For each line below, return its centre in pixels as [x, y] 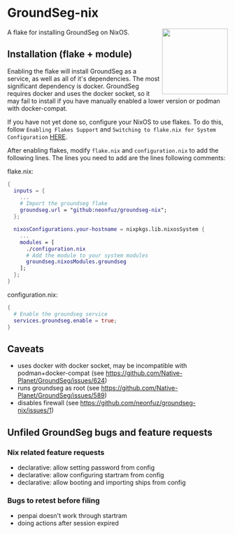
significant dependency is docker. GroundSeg [73, 86]
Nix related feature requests [56, 452]
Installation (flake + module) [70, 54]
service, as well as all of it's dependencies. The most [84, 78]
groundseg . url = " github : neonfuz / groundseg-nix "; [94, 210]
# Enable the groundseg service [61, 314]
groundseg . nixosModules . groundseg [76, 262]
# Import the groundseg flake [64, 204]
